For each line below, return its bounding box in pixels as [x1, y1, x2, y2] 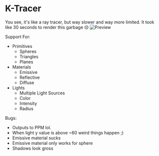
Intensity [19, 100, 38, 106]
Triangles [19, 53, 39, 59]
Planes [19, 59, 33, 65]
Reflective [19, 74, 40, 80]
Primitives [12, 43, 33, 49]
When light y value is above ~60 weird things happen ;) [12, 130, 124, 135]
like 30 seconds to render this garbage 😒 [5, 24, 89, 30]
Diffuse [19, 79, 34, 86]
